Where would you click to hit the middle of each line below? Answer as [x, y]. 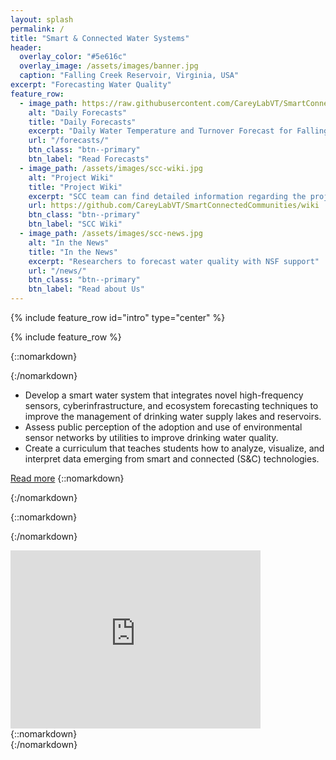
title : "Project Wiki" [75, 187]
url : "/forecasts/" [69, 141]
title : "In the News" [73, 252]
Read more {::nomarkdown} [67, 478]
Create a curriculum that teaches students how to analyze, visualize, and [174, 448]
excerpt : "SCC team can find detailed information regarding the [167, 196]
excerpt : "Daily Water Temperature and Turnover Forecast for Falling [178, 131]
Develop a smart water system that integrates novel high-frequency [164, 395]
